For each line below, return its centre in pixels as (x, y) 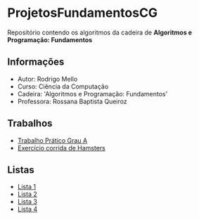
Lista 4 (27, 209)
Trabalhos (30, 123)
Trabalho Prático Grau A (52, 140)
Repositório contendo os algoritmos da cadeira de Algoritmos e (99, 32)
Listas (21, 170)
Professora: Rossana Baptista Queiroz (72, 101)
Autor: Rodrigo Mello (47, 79)
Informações (36, 62)
